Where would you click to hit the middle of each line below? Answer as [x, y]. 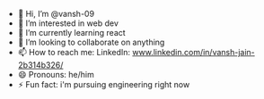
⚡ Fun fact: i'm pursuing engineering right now [104, 84]
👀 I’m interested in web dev [68, 23]
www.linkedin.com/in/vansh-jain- [194, 52]
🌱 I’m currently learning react [71, 33]
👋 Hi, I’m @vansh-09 [56, 14]
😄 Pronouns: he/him [56, 74]
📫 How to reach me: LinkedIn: [74, 52]
